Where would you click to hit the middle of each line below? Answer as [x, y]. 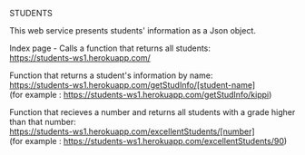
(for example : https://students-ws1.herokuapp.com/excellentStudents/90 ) [148, 141]
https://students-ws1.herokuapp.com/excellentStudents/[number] [133, 131]
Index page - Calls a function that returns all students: [110, 48]
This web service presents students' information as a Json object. [133, 30]
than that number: [43, 122]
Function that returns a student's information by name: [111, 75]
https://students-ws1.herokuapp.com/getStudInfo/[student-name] [133, 85]
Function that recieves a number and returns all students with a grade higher [152, 112]
